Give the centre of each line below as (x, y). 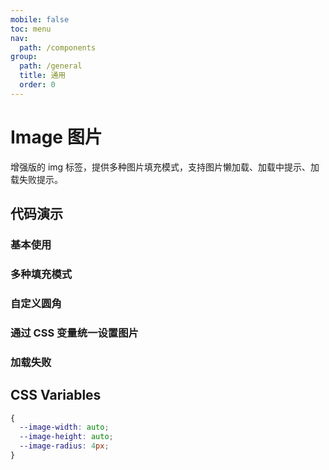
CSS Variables (56, 395)
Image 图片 (56, 137)
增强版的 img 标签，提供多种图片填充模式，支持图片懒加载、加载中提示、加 (165, 167)
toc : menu (31, 29)
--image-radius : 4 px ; (64, 446)
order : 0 (37, 85)
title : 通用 (43, 76)
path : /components (58, 47)
